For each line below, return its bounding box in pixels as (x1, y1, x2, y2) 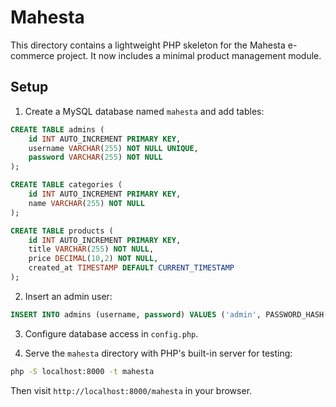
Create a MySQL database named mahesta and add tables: (24, 105, 265, 117)
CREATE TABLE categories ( (10, 180, 123, 190)
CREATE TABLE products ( (10, 226, 114, 236)
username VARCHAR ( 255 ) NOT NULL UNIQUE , (28, 143, 199, 153)
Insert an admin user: (24, 290, 113, 302)
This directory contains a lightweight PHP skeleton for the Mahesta (10, 39, 286, 51)
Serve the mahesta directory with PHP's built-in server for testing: (24, 347, 293, 359)
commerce (10, 49, 55, 61)
